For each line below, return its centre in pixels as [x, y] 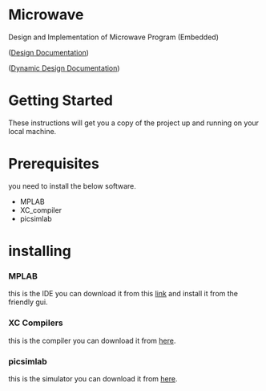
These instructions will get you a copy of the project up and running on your [133, 123]
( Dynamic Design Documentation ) [64, 68]
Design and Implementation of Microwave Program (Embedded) [113, 37]
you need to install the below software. [72, 185]
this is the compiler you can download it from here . [92, 340]
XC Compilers [36, 323]
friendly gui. [28, 302]
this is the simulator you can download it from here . [93, 378]
